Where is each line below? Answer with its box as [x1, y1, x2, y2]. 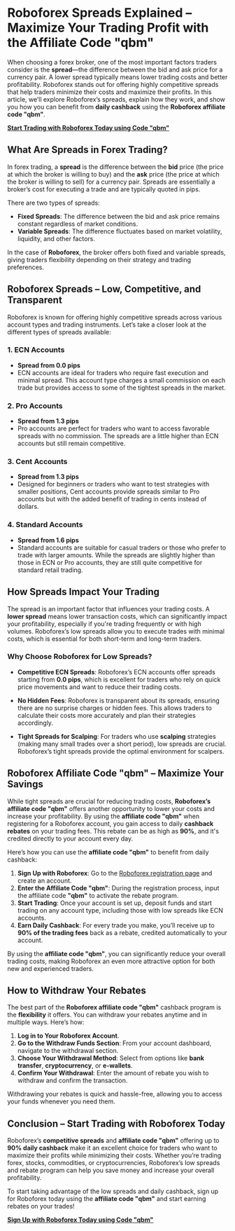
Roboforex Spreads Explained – [7, 5, 192, 21]
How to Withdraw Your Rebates [7, 985, 147, 997]
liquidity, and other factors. [17, 234, 96, 243]
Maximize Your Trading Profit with [7, 20, 209, 36]
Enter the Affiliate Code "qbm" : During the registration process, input [17, 883, 220, 892]
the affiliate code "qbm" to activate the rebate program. [17, 891, 179, 899]
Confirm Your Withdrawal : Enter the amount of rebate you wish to [17, 1069, 209, 1077]
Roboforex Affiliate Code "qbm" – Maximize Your [7, 768, 225, 780]
